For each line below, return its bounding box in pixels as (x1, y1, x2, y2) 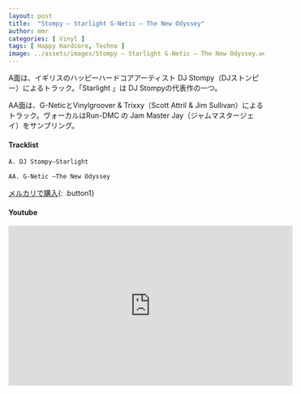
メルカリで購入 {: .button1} (8, 188, 95, 197)
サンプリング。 (29, 121, 80, 130)
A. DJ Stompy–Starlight (8, 158, 89, 167)
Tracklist (8, 140, 39, 149)
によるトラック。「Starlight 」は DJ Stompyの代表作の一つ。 (22, 83, 222, 93)
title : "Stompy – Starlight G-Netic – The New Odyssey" (8, 19, 205, 28)
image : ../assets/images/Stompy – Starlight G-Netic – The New (8, 50, 227, 58)
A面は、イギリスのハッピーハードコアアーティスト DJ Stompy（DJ (8, 73, 231, 82)
